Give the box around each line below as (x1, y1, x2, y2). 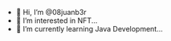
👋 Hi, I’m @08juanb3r (15, 8, 87, 17)
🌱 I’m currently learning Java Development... (15, 24, 163, 33)
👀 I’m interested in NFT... (15, 16, 98, 25)
